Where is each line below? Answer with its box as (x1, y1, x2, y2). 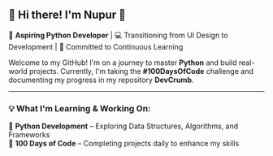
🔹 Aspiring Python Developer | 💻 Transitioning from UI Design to (8, 30, 229, 40)
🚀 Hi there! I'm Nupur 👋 (8, 8, 126, 22)
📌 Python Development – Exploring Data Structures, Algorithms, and (8, 121, 239, 131)
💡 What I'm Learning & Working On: (8, 102, 151, 114)
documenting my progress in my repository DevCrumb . (8, 75, 194, 84)
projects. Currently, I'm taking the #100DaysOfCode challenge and (28, 66, 254, 76)
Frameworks (8, 130, 50, 140)
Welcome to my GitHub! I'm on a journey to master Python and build (8, 58, 237, 67)
